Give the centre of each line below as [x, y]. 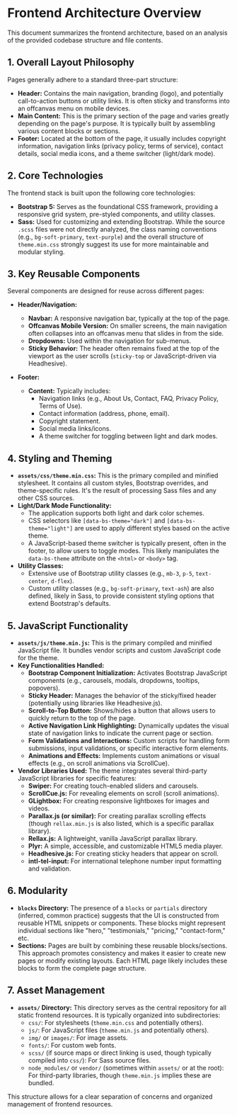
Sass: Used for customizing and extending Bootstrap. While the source [121, 222]
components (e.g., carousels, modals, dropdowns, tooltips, [114, 680]
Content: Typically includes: [69, 391]
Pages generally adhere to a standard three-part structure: [93, 79]
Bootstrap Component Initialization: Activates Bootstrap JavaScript [128, 673]
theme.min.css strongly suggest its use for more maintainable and [113, 244]
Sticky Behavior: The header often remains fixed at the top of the [124, 349]
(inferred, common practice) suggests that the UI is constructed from [118, 915]
